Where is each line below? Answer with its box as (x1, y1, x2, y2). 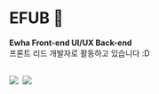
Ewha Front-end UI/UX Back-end (9, 37, 132, 48)
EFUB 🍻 (9, 8, 64, 28)
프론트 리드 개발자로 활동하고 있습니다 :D (9, 48, 150, 59)
